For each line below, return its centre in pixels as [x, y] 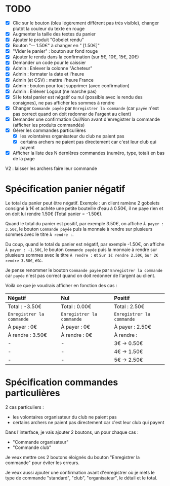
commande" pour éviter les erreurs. [42, 463]
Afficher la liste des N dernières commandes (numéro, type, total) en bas [89, 153]
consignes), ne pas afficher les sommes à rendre [63, 102]
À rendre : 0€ [77, 335]
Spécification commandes [62, 382]
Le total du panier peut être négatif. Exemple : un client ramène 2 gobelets [82, 203]
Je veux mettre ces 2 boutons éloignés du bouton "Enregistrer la [73, 457]
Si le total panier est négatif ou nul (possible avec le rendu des [77, 97]
